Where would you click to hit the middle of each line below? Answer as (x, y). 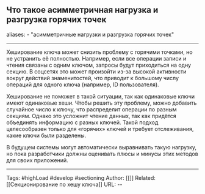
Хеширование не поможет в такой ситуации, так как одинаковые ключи (101, 96)
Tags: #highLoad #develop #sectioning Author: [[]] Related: (81, 177)
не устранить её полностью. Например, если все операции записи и (96, 58)
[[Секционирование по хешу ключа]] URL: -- (64, 184)
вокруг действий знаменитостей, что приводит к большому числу (92, 78)
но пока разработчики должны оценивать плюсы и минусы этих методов (102, 154)
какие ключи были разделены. (46, 135)
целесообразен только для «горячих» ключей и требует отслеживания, (100, 129)
